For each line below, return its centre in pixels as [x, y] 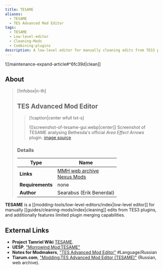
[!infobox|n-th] [32, 91]
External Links [27, 230]
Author [28, 193]
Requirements [36, 185]
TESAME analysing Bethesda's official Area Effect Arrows [87, 133]
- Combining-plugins [30, 46]
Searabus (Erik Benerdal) [86, 193]
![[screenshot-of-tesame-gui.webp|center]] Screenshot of [87, 127]
